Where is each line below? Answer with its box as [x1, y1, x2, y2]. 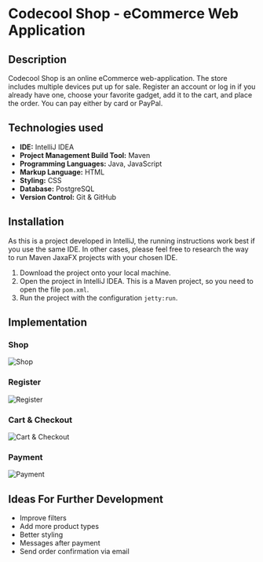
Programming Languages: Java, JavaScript [19, 159, 163, 168]
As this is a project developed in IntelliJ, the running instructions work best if [8, 236, 255, 245]
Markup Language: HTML [19, 167, 105, 177]
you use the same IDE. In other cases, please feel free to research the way [8, 244, 249, 254]
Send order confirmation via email [19, 547, 130, 556]
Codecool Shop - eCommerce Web [8, 5, 239, 23]
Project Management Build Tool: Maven [19, 150, 151, 160]
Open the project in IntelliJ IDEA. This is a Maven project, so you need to [19, 276, 254, 285]
